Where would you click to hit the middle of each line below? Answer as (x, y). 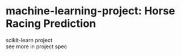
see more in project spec (36, 46)
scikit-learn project (29, 40)
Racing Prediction (51, 24)
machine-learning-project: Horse (91, 11)
